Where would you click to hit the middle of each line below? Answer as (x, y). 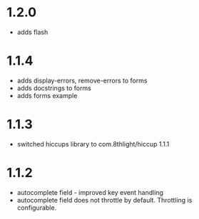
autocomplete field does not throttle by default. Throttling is (104, 200)
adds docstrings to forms (54, 88)
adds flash (32, 32)
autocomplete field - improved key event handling (90, 192)
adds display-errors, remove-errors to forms (82, 80)
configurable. (37, 208)
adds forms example (47, 95)
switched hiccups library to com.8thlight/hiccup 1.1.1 (93, 144)
